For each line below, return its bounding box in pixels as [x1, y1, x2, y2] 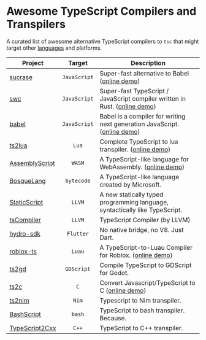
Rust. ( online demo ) [99, 102, 156, 110]
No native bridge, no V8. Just [99, 225, 184, 234]
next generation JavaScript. [99, 120, 180, 128]
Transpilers [6, 17, 66, 31]
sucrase [9, 72, 32, 81]
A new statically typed [99, 190, 164, 199]
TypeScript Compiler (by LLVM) [99, 215, 191, 224]
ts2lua [9, 141, 28, 150]
